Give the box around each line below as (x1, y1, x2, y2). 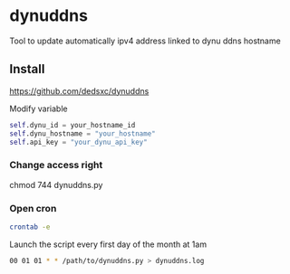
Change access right (9, 159, 103, 172)
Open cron (9, 202, 57, 214)
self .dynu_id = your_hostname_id (9, 120, 136, 129)
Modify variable (9, 103, 68, 114)
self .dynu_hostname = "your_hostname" (9, 128, 156, 138)
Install (9, 61, 45, 77)
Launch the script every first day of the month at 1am (9, 239, 207, 250)
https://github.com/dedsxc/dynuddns (9, 85, 150, 96)
